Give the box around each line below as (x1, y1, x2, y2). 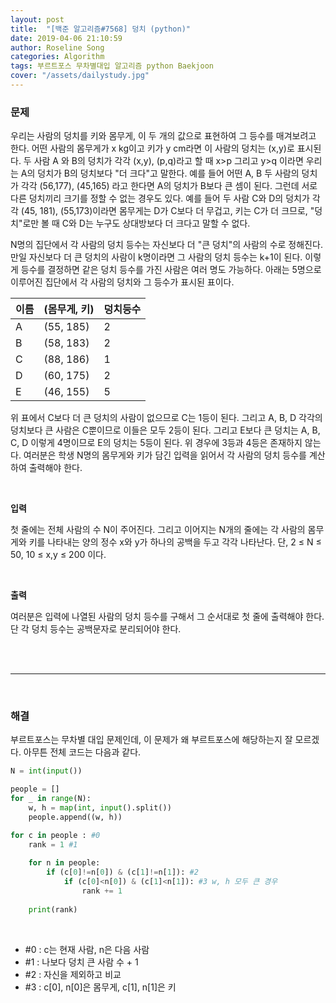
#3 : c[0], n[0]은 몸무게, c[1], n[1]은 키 (24, 981, 177, 993)
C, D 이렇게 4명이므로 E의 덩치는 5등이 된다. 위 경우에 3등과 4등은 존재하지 (10, 437, 303, 449)
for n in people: (28, 858, 101, 868)
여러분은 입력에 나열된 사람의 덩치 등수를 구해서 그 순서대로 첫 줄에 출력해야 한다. (10, 611, 325, 623)
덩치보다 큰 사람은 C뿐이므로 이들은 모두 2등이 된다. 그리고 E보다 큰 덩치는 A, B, (10, 424, 321, 436)
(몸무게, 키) (43, 302, 95, 316)
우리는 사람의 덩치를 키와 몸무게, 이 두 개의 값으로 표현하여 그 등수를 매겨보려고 (10, 130, 317, 142)
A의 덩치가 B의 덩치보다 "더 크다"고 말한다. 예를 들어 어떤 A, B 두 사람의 (20, 167, 300, 180)
